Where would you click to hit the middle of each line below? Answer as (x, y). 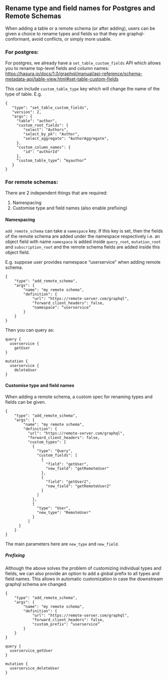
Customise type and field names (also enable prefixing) (70, 208)
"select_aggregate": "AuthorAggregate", (66, 139)
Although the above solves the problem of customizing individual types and (83, 568)
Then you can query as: (30, 330)
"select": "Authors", (46, 130)
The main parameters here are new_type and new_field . (62, 544)
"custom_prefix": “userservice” (66, 624)
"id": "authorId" (41, 152)
